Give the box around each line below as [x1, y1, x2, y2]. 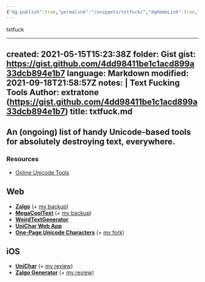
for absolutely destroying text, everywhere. [6, 137, 176, 147]
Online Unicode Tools [15, 168, 70, 176]
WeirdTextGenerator [15, 215, 69, 223]
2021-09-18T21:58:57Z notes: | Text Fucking [6, 78, 180, 89]
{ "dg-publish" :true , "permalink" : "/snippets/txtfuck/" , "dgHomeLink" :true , [6, 9, 198, 15]
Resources [6, 155, 39, 164]
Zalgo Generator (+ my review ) [15, 269, 95, 277]
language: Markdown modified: [67, 68, 189, 79]
